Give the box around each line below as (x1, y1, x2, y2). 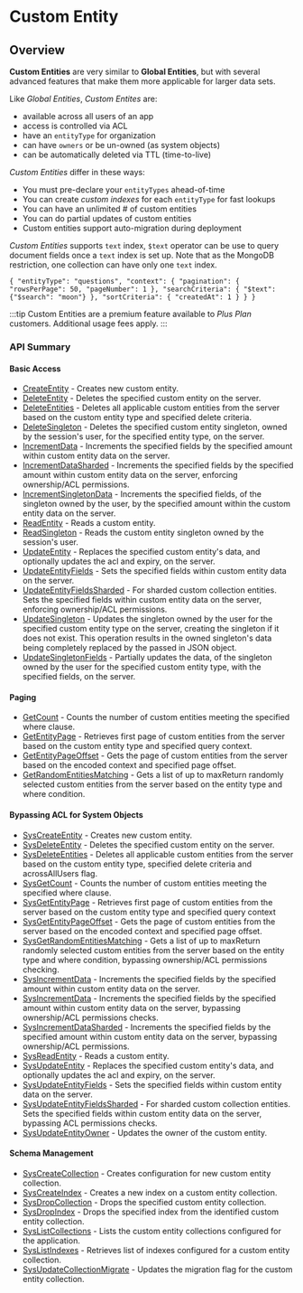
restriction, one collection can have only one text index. (9, 259, 218, 270)
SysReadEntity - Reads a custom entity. (22, 1050, 170, 1061)
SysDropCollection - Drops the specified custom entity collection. (22, 1196, 267, 1207)
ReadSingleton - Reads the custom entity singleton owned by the (22, 527, 264, 539)
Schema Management (9, 1148, 94, 1158)
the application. (22, 1235, 81, 1246)
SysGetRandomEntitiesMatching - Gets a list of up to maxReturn (22, 935, 261, 946)
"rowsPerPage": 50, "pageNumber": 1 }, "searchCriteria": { (9, 285, 241, 294)
